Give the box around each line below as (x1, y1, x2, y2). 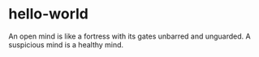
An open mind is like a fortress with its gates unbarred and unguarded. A (8, 31, 251, 41)
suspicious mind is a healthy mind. (8, 39, 124, 49)
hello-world (8, 5, 89, 23)
